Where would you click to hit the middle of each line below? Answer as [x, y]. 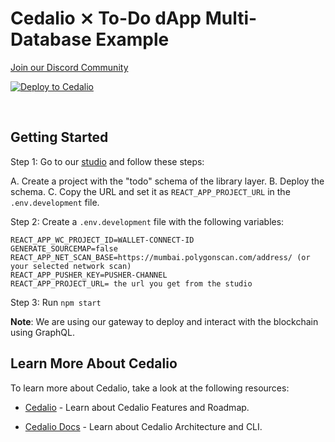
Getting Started [59, 137]
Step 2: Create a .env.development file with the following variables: [147, 221]
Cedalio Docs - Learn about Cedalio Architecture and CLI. [143, 426]
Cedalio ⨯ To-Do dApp [106, 18]
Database [51, 39]
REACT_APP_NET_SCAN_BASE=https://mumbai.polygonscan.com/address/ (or [160, 257]
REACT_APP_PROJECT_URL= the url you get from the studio [131, 283]
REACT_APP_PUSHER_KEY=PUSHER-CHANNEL [89, 275]
